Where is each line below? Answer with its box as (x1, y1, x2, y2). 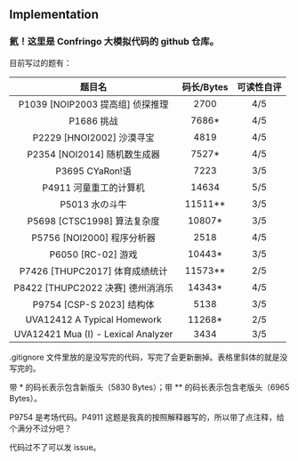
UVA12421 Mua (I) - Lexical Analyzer (13, 328, 173, 340)
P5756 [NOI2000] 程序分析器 (30, 231, 156, 244)
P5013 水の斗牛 (60, 198, 127, 210)
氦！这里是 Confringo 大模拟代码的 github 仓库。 (9, 36, 220, 48)
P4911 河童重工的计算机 (42, 182, 145, 194)
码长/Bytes (181, 80, 229, 93)
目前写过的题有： (9, 57, 72, 68)
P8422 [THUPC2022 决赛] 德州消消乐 (13, 281, 173, 294)
